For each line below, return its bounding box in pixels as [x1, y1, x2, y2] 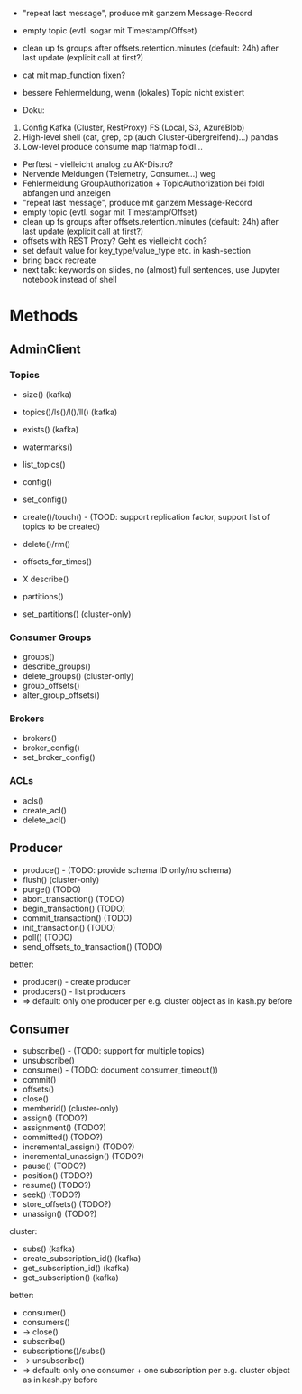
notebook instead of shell [22, 274, 117, 284]
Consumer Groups [9, 631, 92, 644]
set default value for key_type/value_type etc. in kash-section [22, 246, 251, 256]
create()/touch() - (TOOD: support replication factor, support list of [22, 511, 270, 522]
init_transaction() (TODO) [22, 922, 116, 933]
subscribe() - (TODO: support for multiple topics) [22, 1045, 205, 1056]
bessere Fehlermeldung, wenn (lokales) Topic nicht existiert [22, 88, 245, 98]
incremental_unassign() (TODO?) [22, 1151, 144, 1162]
